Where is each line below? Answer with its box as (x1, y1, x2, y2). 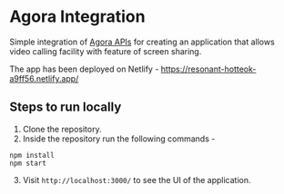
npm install (9, 150, 55, 160)
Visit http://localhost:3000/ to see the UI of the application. (22, 174, 252, 185)
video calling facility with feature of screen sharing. (9, 45, 202, 56)
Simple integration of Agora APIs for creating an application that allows (9, 36, 275, 47)
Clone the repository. (22, 123, 102, 134)
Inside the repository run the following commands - (22, 133, 216, 144)
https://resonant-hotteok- (160, 63, 257, 74)
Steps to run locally (9, 100, 122, 115)
